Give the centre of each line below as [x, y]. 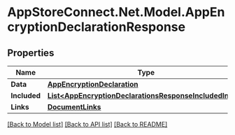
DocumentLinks [74, 107]
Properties [31, 53]
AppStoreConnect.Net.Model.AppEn [116, 12]
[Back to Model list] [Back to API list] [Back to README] [87, 124]
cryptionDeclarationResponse [97, 27]
